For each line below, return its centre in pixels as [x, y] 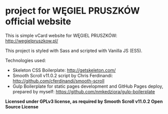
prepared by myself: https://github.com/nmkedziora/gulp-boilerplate [84, 91]
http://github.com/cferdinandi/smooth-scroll [59, 81]
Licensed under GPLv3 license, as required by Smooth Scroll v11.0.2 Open [84, 101]
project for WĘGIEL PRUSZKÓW [73, 11]
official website [38, 21]
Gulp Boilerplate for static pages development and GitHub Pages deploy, [88, 86]
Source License [22, 106]
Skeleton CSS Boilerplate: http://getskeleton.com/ [64, 70]
